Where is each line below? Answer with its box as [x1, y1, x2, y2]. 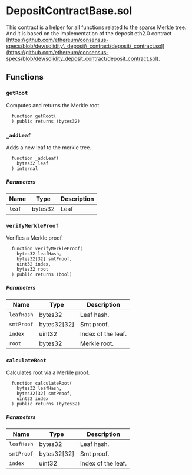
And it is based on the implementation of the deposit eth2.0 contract [6, 30, 172, 37]
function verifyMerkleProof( [11, 246, 83, 252]
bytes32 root [16, 267, 49, 273]
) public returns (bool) [11, 271, 72, 278]
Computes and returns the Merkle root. [6, 101, 101, 109]
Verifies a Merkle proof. [6, 234, 64, 241]
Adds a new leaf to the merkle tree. [6, 143, 91, 151]
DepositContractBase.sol [6, 4, 133, 18]
